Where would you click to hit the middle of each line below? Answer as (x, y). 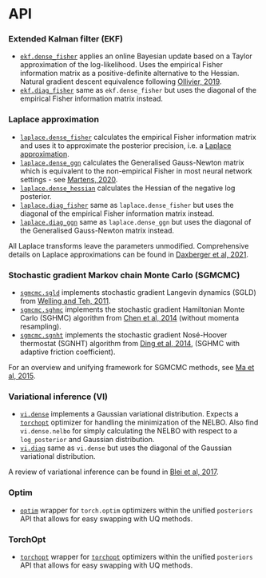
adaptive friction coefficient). (67, 352)
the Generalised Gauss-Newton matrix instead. (97, 230)
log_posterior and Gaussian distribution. (87, 440)
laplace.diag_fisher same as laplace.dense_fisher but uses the (127, 205)
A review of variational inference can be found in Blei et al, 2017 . (113, 472)
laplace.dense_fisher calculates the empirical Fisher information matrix (138, 137)
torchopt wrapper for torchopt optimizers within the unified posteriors (136, 556)
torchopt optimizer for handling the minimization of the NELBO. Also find (139, 423)
